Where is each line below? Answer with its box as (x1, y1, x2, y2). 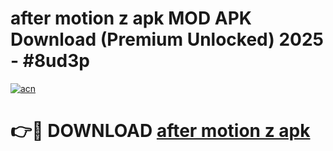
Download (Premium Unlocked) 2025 (10, 28, 325, 51)
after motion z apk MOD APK (10, 7, 252, 30)
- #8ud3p (10, 50, 90, 72)
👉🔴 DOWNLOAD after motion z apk (10, 120, 311, 142)
